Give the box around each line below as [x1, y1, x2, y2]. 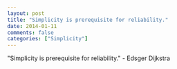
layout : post [7, 10, 45, 17]
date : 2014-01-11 [7, 23, 57, 29]
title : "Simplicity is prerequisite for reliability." [7, 16, 169, 23]
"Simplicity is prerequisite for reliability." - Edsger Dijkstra [7, 54, 171, 62]
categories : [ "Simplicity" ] [7, 36, 88, 42]
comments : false [7, 29, 54, 36]
